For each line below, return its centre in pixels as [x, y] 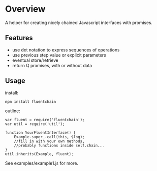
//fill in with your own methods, [49, 141]
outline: [13, 111]
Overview [25, 9]
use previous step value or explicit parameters [59, 55]
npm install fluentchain [31, 101]
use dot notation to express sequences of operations [66, 49]
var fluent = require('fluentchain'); [45, 120]
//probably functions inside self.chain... [59, 146]
